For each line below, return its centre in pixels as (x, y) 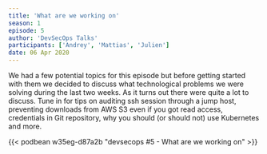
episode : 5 (26, 30)
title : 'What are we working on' (64, 16)
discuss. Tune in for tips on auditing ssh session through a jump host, (122, 101)
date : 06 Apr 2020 (39, 53)
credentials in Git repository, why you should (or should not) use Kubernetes (134, 118)
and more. (25, 126)
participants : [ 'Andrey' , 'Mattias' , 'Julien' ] (89, 45)
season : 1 (25, 23)
